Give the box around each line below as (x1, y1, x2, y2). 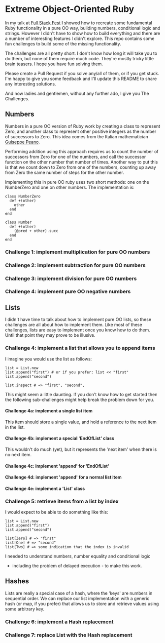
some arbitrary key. (5, 606, 45, 612)
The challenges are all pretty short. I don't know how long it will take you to (5, 50, 158, 56)
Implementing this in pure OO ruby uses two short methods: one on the (5, 179, 149, 185)
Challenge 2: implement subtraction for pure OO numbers (5, 262, 146, 269)
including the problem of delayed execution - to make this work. (12, 563, 142, 569)
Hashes (5, 577, 29, 586)
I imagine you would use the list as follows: (5, 356, 92, 362)
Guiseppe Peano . (5, 139, 40, 145)
